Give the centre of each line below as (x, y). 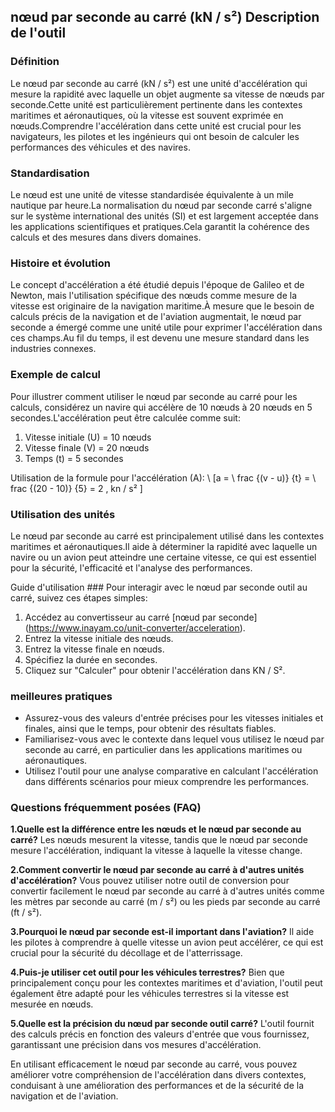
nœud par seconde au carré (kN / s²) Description (165, 17)
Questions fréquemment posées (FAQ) (106, 808)
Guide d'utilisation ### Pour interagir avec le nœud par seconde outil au (159, 587)
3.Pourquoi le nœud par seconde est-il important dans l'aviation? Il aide (162, 932)
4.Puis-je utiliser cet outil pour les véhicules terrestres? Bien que (147, 972)
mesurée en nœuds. (52, 1004)
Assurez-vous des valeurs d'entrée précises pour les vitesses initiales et (174, 718)
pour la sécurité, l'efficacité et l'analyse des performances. (131, 567)
